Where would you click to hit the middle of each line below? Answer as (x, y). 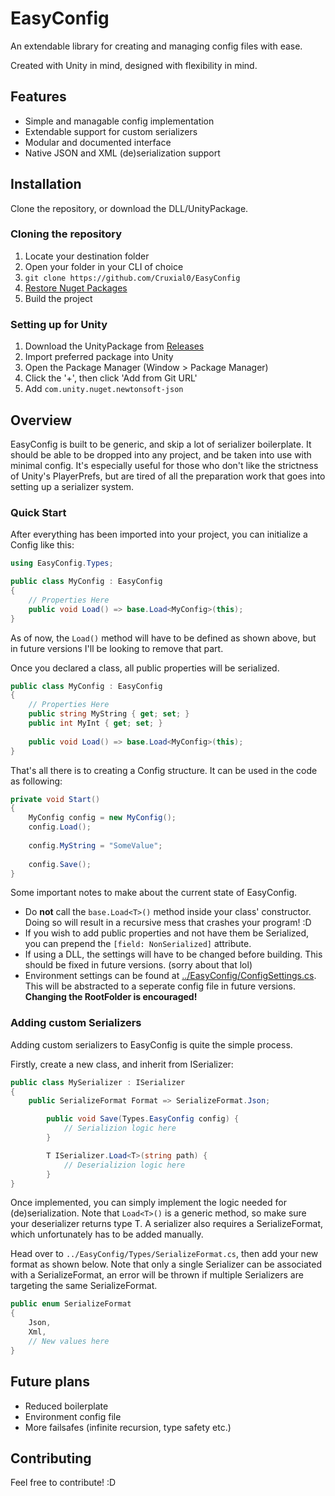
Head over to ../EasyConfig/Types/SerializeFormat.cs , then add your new (164, 1254)
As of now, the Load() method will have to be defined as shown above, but (163, 638)
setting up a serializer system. (72, 486)
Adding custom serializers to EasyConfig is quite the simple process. (151, 1044)
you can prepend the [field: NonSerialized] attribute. (138, 944)
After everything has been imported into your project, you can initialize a (159, 534)
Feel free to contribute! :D (63, 1483)
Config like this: (42, 545)
